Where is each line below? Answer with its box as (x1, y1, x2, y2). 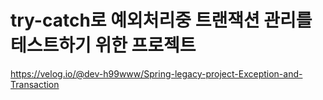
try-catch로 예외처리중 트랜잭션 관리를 (10, 9, 313, 32)
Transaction (10, 78, 60, 90)
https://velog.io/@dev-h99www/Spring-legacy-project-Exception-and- (10, 67, 303, 80)
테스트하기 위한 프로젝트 (10, 34, 197, 57)
